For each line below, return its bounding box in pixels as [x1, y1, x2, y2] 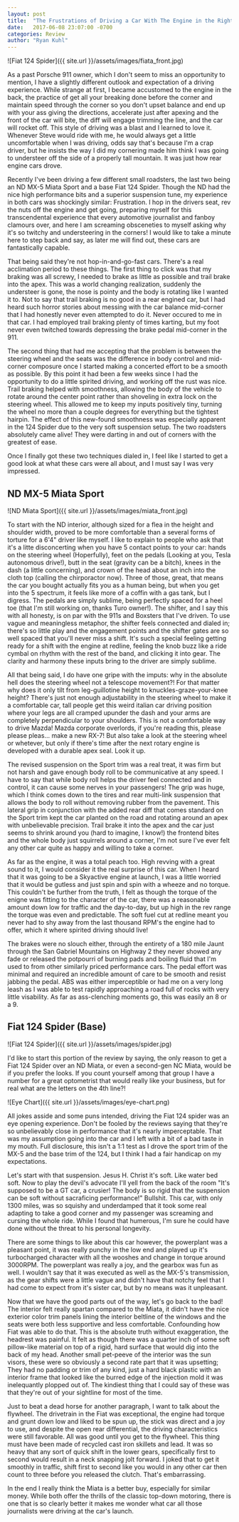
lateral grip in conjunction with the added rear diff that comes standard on [7, 806, 224, 814]
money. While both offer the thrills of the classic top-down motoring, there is [7, 1491, 231, 1500]
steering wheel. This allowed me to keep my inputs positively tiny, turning [7, 400, 223, 409]
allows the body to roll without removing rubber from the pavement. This [7, 798, 220, 806]
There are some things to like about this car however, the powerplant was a [7, 1237, 228, 1246]
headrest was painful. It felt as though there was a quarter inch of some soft [7, 1335, 230, 1344]
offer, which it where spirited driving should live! [7, 925, 149, 934]
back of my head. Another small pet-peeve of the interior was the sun [7, 1350, 211, 1359]
